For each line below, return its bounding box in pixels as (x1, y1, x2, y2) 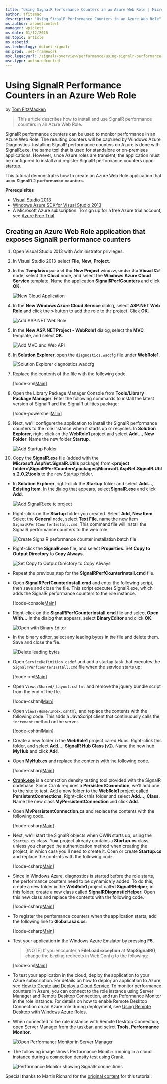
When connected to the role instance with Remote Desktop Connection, (12, 1019, 160, 1024)
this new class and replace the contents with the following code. (12, 894, 144, 900)
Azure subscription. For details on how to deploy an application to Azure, (12, 978, 162, 983)
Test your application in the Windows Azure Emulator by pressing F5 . (12, 938, 154, 944)
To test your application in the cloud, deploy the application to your (12, 972, 150, 978)
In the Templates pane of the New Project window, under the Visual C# (12, 268, 160, 273)
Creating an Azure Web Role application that (5, 227, 146, 236)
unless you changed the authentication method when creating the (12, 843, 148, 849)
